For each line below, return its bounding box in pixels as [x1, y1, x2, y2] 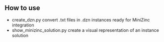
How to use [4, 4, 40, 12]
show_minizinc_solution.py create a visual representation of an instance [11, 27, 160, 33]
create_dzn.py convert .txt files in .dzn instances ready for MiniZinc [11, 17, 150, 22]
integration [11, 22, 34, 28]
